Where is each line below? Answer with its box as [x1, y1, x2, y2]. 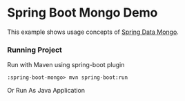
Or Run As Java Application [7, 86, 85, 95]
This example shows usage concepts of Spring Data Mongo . [7, 28, 179, 36]
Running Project [7, 45, 62, 55]
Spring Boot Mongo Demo [7, 5, 158, 21]
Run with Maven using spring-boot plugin [7, 61, 125, 69]
